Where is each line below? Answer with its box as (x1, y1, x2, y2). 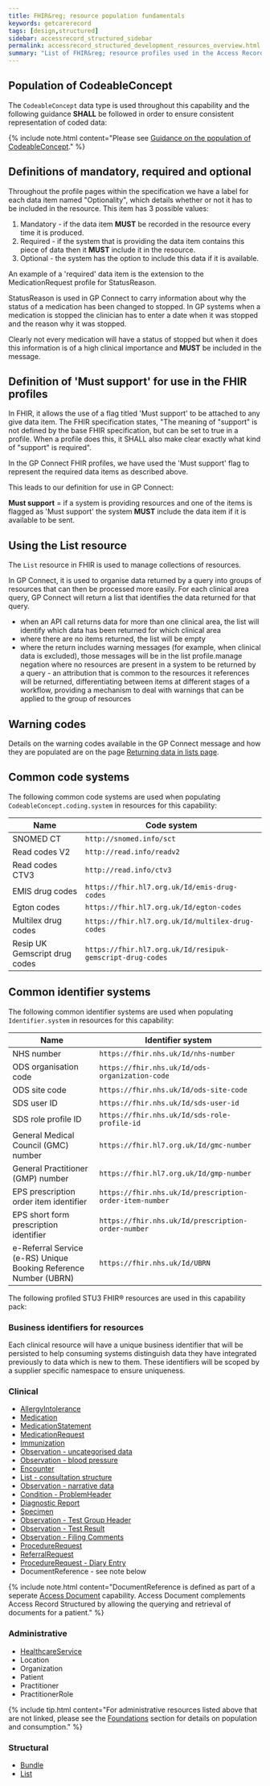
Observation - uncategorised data (19, 1447, 133, 1457)
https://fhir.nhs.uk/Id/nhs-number (99, 1048, 235, 1058)
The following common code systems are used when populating (8, 792, 221, 801)
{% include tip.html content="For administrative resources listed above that (8, 1705, 258, 1714)
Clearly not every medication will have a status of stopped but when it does (8, 334, 259, 344)
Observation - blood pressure (19, 1455, 119, 1466)
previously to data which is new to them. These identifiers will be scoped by (8, 1357, 260, 1366)
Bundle (19, 1760, 44, 1770)
